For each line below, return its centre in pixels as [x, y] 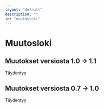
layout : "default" [24, 10]
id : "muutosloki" [23, 19]
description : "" [21, 14]
